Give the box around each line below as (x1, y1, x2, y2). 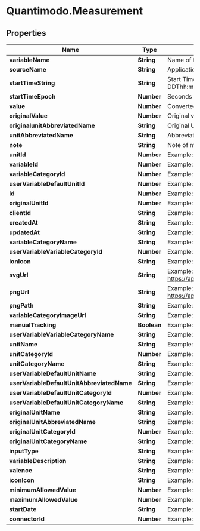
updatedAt (9, 228, 40, 237)
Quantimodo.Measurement (6, 4, 143, 18)
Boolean (137, 321, 162, 329)
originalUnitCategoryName (9, 437, 87, 446)
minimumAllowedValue (9, 486, 76, 494)
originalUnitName (9, 408, 61, 416)
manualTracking (9, 321, 57, 329)
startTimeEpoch (9, 93, 56, 100)
